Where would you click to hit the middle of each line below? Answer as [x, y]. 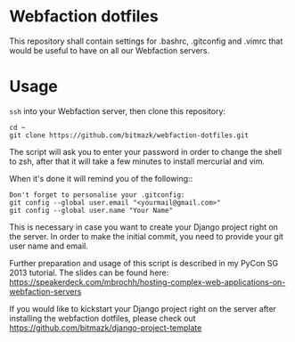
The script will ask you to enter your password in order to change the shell [146, 151]
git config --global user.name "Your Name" [91, 210]
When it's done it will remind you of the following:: [101, 178]
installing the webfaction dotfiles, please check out [102, 318]
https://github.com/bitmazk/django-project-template [106, 328]
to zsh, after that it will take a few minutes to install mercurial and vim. [137, 161]
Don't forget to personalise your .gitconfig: [97, 195]
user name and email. [49, 246]
